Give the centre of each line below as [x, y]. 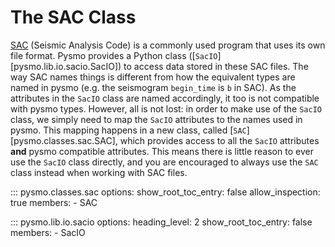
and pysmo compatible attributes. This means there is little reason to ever [162, 151]
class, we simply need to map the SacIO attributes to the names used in [156, 119]
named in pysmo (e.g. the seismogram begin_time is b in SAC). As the [153, 87]
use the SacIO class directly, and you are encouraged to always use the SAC [164, 162]
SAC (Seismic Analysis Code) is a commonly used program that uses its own [168, 45]
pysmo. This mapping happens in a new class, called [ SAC [128, 130]
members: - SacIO [48, 232]
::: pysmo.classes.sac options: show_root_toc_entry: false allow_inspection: [165, 192]
